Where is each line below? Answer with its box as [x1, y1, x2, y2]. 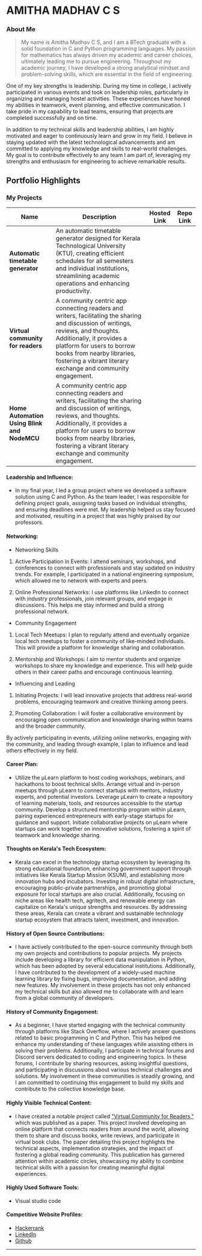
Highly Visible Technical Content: [6, 1099, 92, 1106]
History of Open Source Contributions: [6, 930, 105, 937]
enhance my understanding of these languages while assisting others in [14, 1041, 194, 1048]
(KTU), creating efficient [55, 249, 124, 257]
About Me [6, 25, 36, 34]
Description [82, 213, 117, 221]
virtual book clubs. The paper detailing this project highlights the [14, 1138, 175, 1145]
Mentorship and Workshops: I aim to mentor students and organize [14, 655, 181, 662]
